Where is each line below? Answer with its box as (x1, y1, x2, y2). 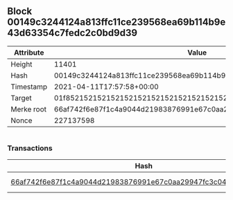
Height (10, 59, 33, 69)
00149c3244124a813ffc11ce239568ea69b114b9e (7, 17, 226, 28)
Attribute (13, 48, 44, 57)
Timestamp (10, 82, 48, 91)
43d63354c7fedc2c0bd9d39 (7, 27, 137, 39)
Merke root (10, 104, 47, 113)
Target (10, 93, 33, 102)
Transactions (7, 143, 53, 153)
